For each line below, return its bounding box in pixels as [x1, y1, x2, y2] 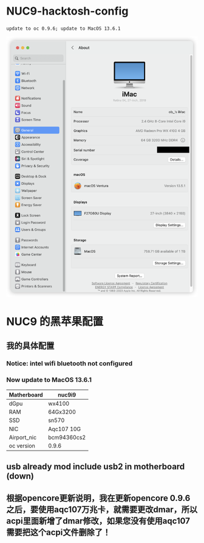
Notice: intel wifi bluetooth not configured [6, 359, 132, 367]
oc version [8, 442, 35, 449]
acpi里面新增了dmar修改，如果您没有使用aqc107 [6, 516, 190, 527]
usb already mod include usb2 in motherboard [6, 462, 185, 472]
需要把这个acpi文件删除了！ [6, 527, 111, 538]
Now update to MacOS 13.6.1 [6, 375, 92, 384]
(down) [6, 471, 35, 481]
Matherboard [8, 391, 44, 398]
